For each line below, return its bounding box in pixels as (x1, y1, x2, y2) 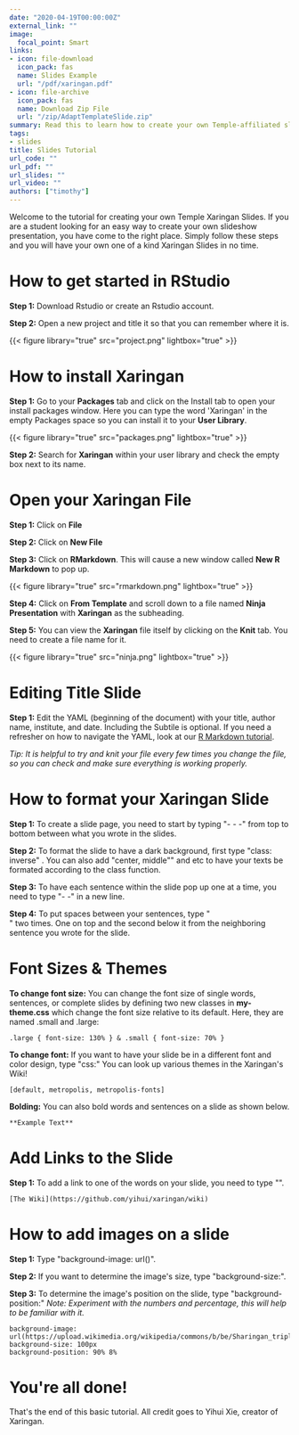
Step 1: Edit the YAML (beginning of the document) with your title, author (9, 712, 276, 723)
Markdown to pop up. (9, 563, 90, 574)
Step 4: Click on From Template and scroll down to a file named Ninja (9, 598, 266, 609)
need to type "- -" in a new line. (9, 890, 125, 901)
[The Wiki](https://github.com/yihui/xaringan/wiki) (9, 1194, 209, 1203)
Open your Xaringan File (9, 490, 192, 511)
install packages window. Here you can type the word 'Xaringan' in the (9, 405, 268, 415)
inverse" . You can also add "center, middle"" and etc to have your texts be (9, 855, 284, 865)
